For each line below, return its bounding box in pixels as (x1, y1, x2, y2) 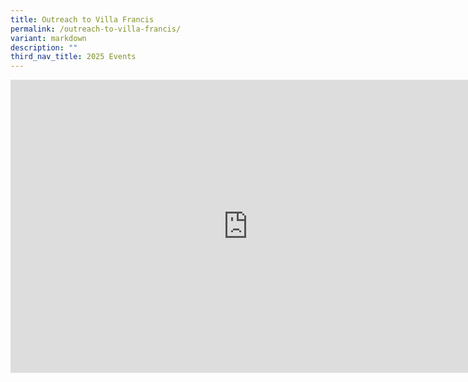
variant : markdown (10, 33, 87, 43)
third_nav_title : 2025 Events (10, 52, 137, 62)
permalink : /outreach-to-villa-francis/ (10, 24, 182, 34)
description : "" (10, 42, 78, 53)
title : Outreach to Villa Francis (10, 14, 155, 25)
